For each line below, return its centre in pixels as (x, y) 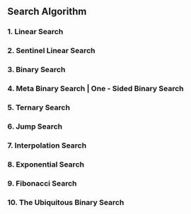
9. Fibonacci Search (42, 183)
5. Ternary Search (39, 107)
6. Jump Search (35, 126)
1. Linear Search (35, 32)
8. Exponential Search (46, 164)
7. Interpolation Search (47, 145)
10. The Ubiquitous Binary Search (66, 202)
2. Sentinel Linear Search (51, 51)
